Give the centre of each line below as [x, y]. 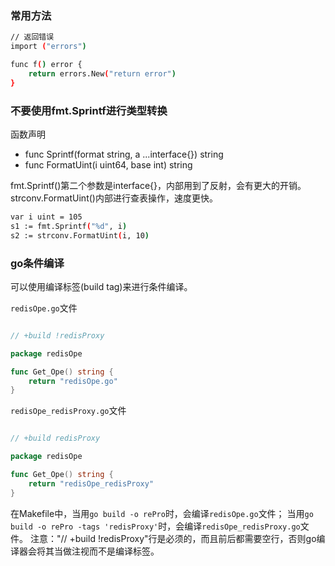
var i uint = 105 [46, 217]
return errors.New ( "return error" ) [102, 73]
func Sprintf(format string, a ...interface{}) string [124, 154]
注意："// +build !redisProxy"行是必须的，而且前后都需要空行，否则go [173, 538]
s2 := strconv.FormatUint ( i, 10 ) [80, 235]
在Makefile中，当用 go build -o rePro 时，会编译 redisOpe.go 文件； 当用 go [162, 513]
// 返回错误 [32, 37]
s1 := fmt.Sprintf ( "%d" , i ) [69, 226]
